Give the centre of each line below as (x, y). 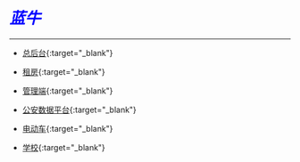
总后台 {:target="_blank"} (67, 53)
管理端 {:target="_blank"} (67, 91)
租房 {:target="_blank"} (63, 71)
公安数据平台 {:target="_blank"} (79, 109)
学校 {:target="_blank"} (63, 147)
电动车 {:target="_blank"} (67, 128)
